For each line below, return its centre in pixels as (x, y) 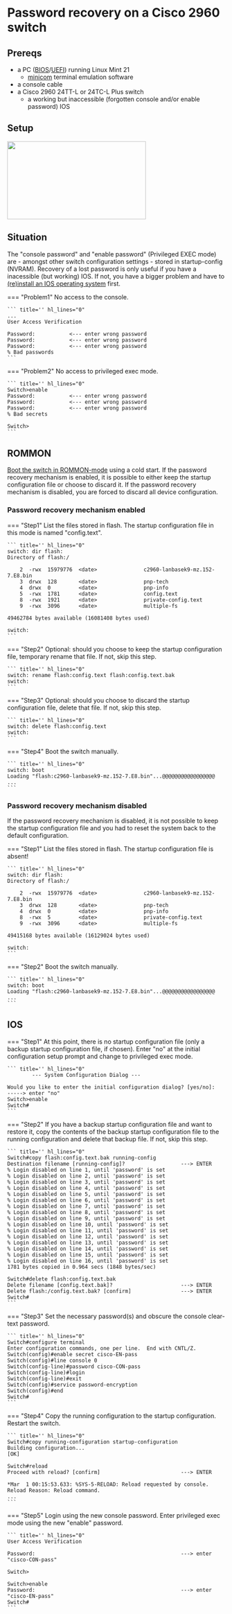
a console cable (40, 84)
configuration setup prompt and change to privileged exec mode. (100, 1056)
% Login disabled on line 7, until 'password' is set (87, 1206)
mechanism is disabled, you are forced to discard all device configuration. (113, 492)
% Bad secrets (28, 414)
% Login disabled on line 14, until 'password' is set (88, 1249)
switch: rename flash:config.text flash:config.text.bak (91, 675)
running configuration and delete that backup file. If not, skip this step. (108, 1139)
